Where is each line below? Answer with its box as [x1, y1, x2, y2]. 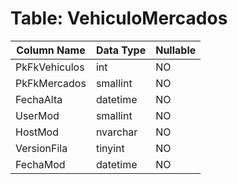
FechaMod [15, 157, 66, 171]
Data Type [95, 43, 147, 57]
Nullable [155, 43, 197, 57]
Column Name [16, 43, 86, 57]
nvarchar [95, 125, 138, 139]
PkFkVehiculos [15, 60, 85, 74]
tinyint [95, 141, 125, 155]
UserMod [15, 108, 60, 122]
